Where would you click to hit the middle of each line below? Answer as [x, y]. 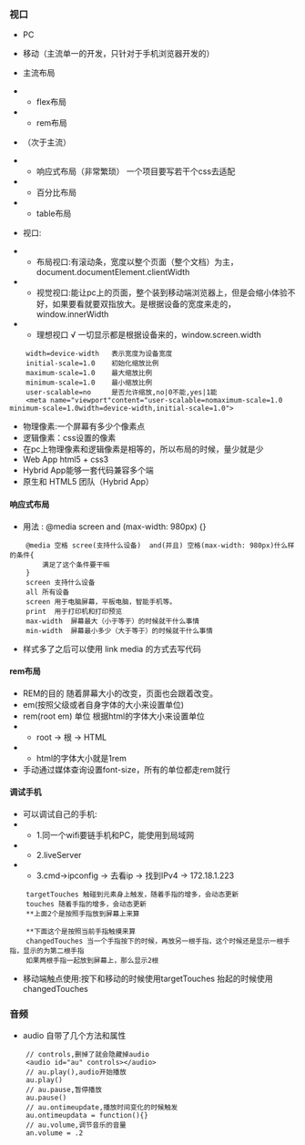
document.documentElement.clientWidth [113, 272]
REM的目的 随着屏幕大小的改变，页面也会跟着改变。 [120, 693]
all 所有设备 [48, 592]
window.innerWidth [72, 314]
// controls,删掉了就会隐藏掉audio [88, 1055]
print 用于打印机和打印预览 [74, 611]
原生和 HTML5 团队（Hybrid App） [88, 482]
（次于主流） [46, 142]
